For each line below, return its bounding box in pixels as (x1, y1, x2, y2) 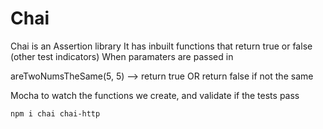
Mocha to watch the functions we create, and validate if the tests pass (10, 89, 300, 101)
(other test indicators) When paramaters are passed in (10, 50, 234, 62)
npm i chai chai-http (10, 108, 101, 119)
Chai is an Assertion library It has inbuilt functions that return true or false (10, 40, 313, 52)
